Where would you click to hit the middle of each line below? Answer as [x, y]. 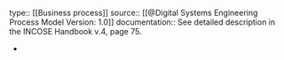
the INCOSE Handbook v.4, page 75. [75, 31]
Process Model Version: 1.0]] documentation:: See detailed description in [142, 22]
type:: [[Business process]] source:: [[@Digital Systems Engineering [134, 13]
